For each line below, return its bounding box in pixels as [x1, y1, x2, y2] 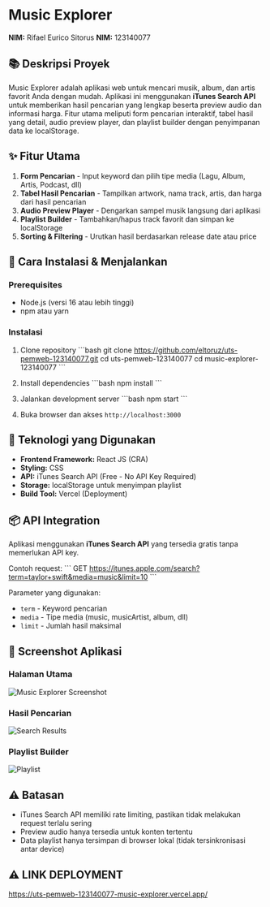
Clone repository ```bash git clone [19, 345, 132, 355]
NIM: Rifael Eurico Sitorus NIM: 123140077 [8, 32, 152, 42]
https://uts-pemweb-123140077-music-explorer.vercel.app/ [8, 889, 208, 899]
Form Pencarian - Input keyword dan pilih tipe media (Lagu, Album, [19, 171, 246, 180]
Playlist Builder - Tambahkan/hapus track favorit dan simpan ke [19, 214, 235, 224]
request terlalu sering [19, 818, 92, 828]
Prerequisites [8, 279, 62, 290]
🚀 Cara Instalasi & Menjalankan [8, 254, 168, 269]
